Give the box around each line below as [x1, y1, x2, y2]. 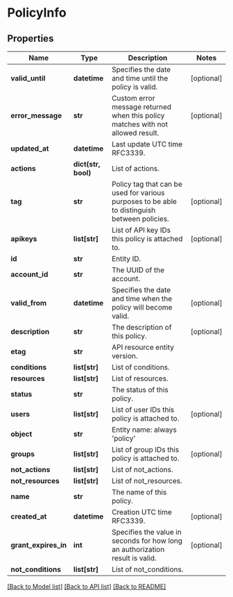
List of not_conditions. [112, 564, 184, 574]
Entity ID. [112, 254, 141, 263]
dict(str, [73, 160, 101, 169]
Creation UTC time [112, 507, 172, 516]
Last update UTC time [112, 140, 183, 149]
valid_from [10, 298, 47, 308]
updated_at [10, 144, 49, 153]
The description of [112, 323, 172, 332]
